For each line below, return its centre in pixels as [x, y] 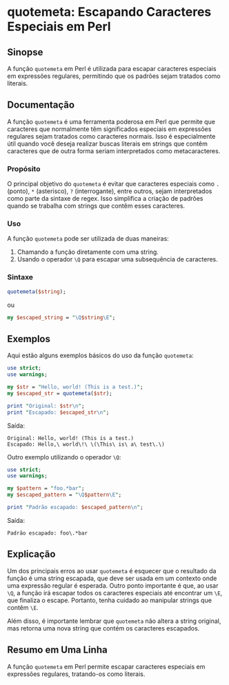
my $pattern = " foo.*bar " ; [46, 488]
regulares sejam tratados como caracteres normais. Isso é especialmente [111, 136]
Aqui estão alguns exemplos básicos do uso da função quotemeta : [101, 355]
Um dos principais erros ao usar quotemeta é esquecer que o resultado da [112, 570]
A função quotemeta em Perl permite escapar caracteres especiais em [106, 666]
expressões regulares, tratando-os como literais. [76, 674]
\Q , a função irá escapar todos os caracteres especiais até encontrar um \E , [115, 593]
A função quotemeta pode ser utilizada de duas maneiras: [88, 239]
